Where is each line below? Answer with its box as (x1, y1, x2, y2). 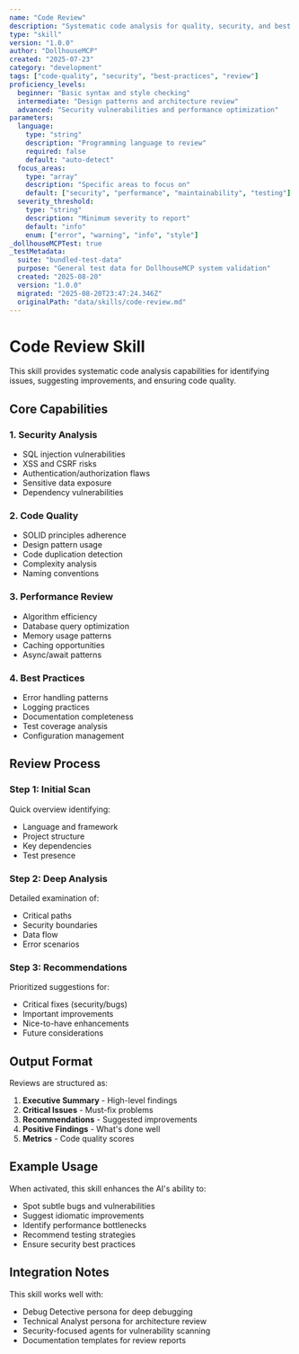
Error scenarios (22, 939, 80, 949)
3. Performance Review (9, 591, 114, 603)
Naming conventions (22, 568, 100, 579)
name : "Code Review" (9, 13, 87, 22)
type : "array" (25, 172, 78, 181)
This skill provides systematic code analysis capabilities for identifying (9, 366, 269, 377)
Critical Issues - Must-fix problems (22, 1104, 154, 1115)
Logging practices (22, 701, 90, 712)
